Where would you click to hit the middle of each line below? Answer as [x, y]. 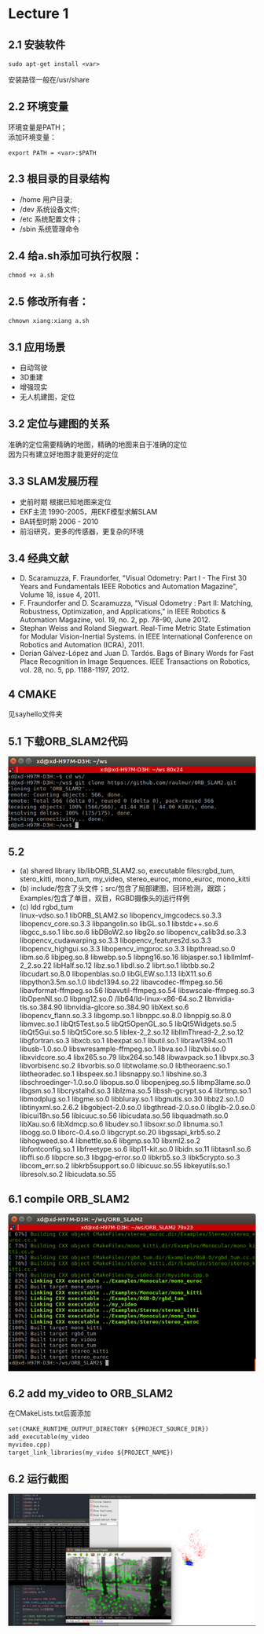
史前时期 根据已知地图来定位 [65, 502]
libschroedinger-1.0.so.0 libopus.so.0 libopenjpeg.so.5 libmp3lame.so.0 [135, 1083]
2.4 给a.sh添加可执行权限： [75, 256]
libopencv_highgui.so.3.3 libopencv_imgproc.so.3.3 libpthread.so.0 [127, 949]
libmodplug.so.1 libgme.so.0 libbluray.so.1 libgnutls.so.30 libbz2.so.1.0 [132, 1099]
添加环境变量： [32, 137]
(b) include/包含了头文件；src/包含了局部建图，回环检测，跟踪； [123, 888]
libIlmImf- [239, 957]
